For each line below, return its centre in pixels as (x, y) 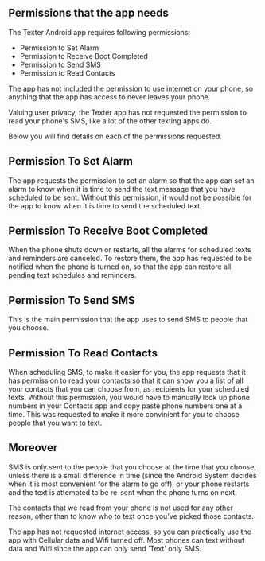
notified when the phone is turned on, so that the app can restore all (120, 267)
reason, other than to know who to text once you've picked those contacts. (131, 516)
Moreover (33, 448)
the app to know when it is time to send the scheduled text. (105, 205)
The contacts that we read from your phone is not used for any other (121, 508)
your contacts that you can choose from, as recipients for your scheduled (129, 389)
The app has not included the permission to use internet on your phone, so (131, 88)
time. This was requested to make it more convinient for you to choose (124, 415)
